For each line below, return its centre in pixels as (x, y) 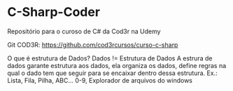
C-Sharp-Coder (54, 12)
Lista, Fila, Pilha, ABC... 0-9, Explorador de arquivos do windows (100, 80)
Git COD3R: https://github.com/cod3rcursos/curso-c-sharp (93, 44)
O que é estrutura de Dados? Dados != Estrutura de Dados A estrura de (110, 58)
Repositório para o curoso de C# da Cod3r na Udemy (84, 31)
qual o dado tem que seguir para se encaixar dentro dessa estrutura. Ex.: (113, 73)
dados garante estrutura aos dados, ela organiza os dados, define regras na (117, 65)
